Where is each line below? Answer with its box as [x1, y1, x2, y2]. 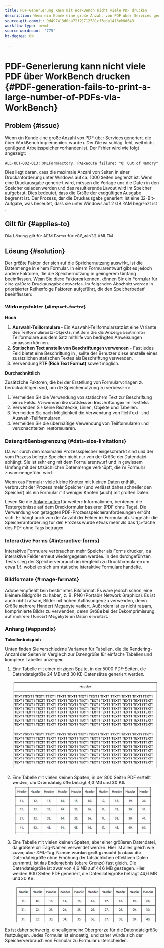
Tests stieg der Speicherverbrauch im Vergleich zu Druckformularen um [5, 559, 150, 565]
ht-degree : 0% [5, 34, 34, 39]
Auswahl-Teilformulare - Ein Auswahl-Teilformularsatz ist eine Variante [12, 324, 157, 330]
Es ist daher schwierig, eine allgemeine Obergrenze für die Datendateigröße [5, 927, 158, 933]
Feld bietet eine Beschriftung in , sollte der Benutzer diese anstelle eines [12, 350, 158, 356]
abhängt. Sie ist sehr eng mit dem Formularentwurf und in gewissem [5, 459, 143, 465]
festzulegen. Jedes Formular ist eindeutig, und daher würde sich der [5, 932, 143, 938]
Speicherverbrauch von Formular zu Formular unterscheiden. [5, 938, 128, 944]
